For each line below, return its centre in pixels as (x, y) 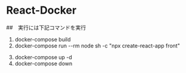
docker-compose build (43, 39)
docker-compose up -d (44, 57)
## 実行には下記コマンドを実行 (46, 27)
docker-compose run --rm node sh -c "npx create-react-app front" (97, 46)
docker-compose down (44, 64)
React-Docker (41, 10)
